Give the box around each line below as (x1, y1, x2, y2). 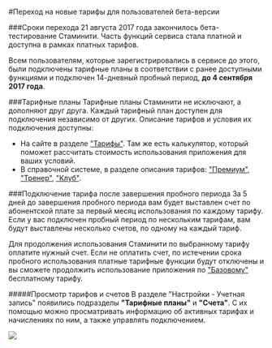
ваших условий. (19, 156, 76, 165)
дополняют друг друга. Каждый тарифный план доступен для (8, 105, 223, 115)
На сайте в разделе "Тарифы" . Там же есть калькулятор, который (19, 139, 249, 148)
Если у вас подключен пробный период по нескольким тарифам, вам (8, 215, 251, 224)
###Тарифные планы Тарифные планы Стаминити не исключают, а (8, 97, 242, 106)
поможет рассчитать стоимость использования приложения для (19, 148, 247, 157)
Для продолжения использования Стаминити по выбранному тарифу (8, 239, 250, 248)
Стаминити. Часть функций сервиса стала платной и (58, 32, 242, 41)
